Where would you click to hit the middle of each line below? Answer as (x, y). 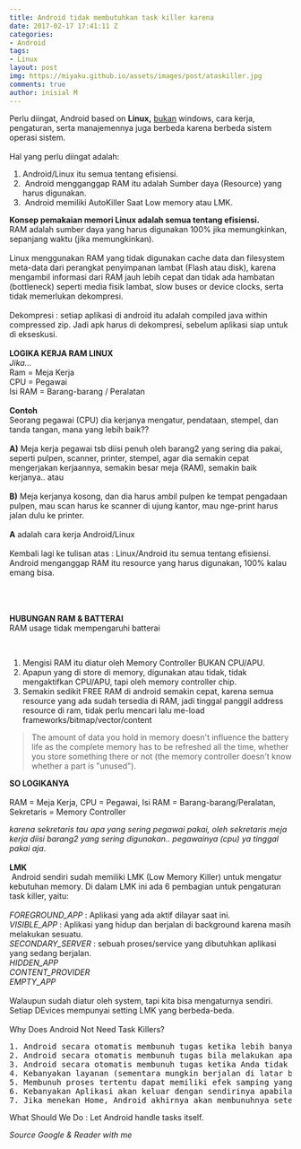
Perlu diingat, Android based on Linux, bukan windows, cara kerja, (132, 118)
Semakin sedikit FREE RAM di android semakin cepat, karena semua (148, 691)
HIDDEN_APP (34, 962)
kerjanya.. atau (37, 477)
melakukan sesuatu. (46, 934)
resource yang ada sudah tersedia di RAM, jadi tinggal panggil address (153, 701)
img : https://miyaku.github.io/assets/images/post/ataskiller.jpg (136, 76)
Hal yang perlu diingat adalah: (64, 156)
